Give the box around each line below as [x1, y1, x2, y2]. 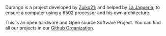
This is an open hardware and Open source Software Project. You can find [5, 20, 161, 25]
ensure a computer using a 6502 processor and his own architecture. [5, 10, 151, 16]
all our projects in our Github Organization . [5, 25, 94, 31]
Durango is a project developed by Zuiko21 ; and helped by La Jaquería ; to [5, 5, 160, 10]
